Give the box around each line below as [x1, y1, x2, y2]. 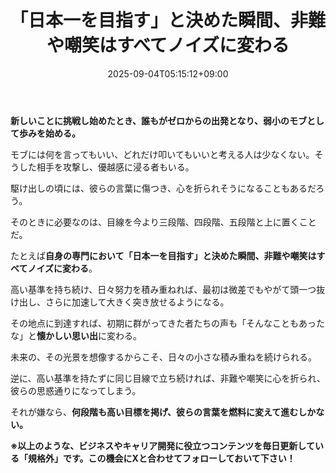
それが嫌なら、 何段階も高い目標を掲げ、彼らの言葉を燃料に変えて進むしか [10, 406, 317, 418]
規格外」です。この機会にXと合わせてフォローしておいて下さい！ [27, 452, 296, 464]
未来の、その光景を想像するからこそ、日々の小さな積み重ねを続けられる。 [10, 351, 317, 363]
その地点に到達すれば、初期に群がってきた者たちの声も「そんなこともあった [10, 317, 325, 329]
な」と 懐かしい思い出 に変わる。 [10, 329, 142, 341]
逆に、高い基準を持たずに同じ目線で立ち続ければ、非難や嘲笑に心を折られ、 [10, 372, 326, 384]
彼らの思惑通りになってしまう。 [10, 384, 142, 396]
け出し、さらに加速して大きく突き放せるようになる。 [10, 296, 230, 308]
